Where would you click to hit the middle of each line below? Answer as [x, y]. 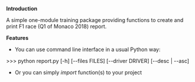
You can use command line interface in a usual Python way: [88, 49]
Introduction [22, 9]
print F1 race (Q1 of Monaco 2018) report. [56, 26]
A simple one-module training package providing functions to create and [95, 20]
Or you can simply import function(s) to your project [78, 72]
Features [17, 38]
